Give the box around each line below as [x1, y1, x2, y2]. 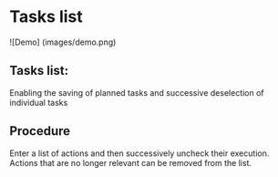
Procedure [9, 123, 71, 139]
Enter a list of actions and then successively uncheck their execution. [9, 148, 270, 159]
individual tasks [9, 97, 68, 108]
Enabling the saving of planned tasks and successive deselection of [9, 87, 264, 98]
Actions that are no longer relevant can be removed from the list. [9, 157, 252, 168]
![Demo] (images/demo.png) [9, 36, 117, 47]
